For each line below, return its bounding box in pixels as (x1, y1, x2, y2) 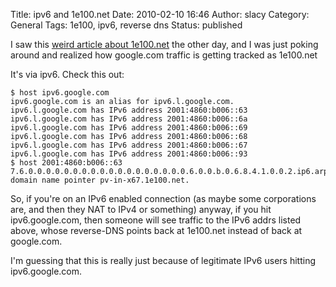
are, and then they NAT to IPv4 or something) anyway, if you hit (10, 204, 272, 215)
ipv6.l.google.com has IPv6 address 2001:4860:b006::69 (10, 123, 248, 133)
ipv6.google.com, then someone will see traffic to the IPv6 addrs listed (10, 214, 302, 226)
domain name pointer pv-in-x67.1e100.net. (10, 175, 190, 185)
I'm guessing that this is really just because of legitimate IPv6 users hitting (10, 255, 316, 266)
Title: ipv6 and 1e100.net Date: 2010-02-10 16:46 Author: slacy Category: (10, 9, 310, 20)
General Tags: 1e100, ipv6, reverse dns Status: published (10, 19, 243, 31)
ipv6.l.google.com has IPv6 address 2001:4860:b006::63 (10, 105, 248, 115)
